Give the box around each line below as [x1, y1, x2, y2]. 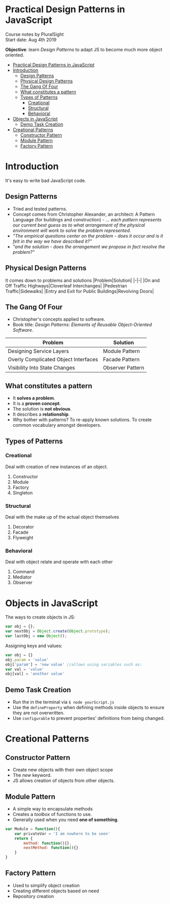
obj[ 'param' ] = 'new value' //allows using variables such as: [5, 662, 143, 667]
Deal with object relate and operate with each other [5, 559, 113, 565]
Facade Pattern [103, 356, 140, 363]
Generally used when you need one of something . [12, 816, 119, 823]
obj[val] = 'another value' [5, 672, 65, 677]
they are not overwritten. [12, 710, 65, 716]
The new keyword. [12, 772, 52, 778]
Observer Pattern [103, 364, 145, 371]
